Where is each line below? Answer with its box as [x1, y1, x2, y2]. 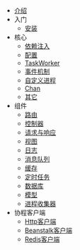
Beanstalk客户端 [24, 226, 73, 234]
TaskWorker [24, 59, 60, 67]
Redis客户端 [24, 235, 60, 244]
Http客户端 [24, 217, 57, 226]
